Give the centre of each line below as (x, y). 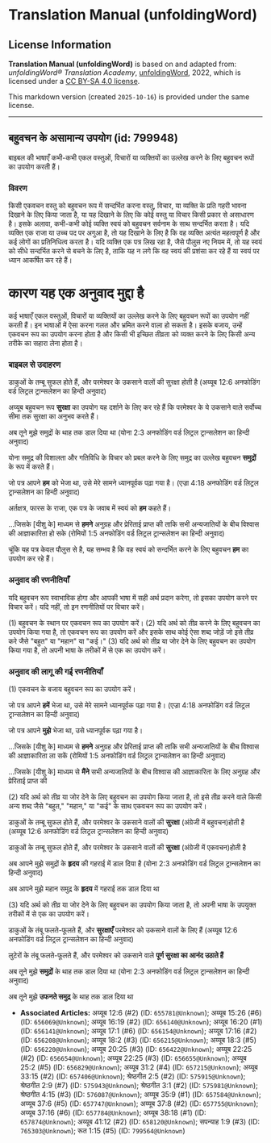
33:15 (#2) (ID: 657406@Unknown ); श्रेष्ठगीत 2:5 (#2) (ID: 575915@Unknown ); (133, 1076)
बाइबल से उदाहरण (35, 365)
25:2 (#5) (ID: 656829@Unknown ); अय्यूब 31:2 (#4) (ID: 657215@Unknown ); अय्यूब (139, 1067)
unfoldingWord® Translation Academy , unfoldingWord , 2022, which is (125, 73)
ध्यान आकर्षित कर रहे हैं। (40, 261)
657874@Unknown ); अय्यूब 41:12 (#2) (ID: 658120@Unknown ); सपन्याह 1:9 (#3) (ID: (140, 1121)
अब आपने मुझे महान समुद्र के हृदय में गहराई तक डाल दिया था (84, 888)
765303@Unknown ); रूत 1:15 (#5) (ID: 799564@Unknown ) (102, 1130)
